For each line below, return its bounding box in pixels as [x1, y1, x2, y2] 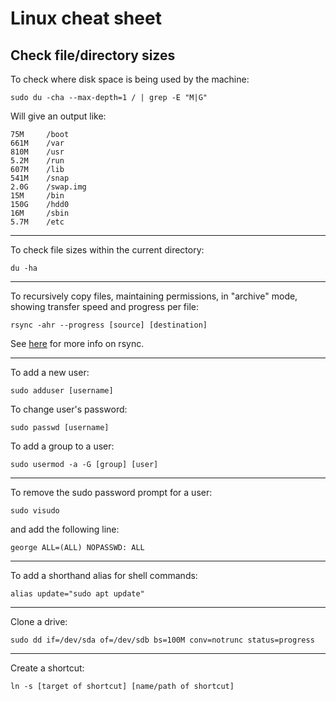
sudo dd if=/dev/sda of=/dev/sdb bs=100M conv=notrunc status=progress [10, 635, 315, 645]
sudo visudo [10, 506, 60, 516]
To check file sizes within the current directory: [10, 244, 205, 256]
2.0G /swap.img [10, 182, 87, 192]
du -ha [10, 263, 38, 273]
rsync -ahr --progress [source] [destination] [10, 320, 208, 330]
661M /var [10, 138, 65, 148]
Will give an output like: [10, 110, 107, 122]
